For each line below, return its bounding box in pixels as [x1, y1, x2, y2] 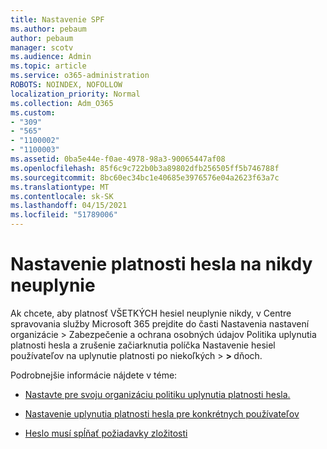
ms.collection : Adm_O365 [10, 98, 114, 108]
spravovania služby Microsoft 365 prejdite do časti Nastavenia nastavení [10, 317, 310, 330]
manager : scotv [10, 42, 74, 53]
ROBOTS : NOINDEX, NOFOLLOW [10, 80, 123, 90]
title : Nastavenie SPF [10, 14, 105, 25]
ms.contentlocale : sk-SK [10, 191, 114, 201]
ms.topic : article [10, 61, 87, 71]
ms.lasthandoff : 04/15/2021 [10, 201, 128, 211]
